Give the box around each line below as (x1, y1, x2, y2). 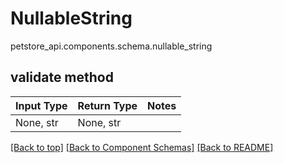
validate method (10, 69, 114, 86)
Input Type (15, 98, 68, 112)
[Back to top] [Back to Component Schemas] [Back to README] (10, 141, 274, 153)
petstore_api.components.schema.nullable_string (10, 40, 213, 52)
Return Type (77, 98, 138, 112)
